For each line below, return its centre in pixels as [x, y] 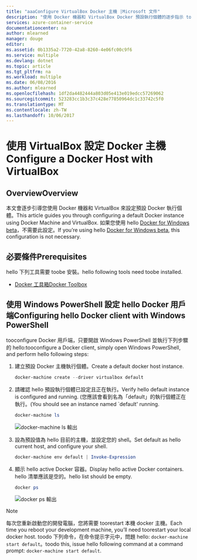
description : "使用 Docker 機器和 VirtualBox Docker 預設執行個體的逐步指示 [95, 17]
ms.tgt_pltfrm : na [28, 72]
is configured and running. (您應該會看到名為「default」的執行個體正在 [100, 397]
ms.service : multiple [33, 55]
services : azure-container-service [50, 22]
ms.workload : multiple [34, 77]
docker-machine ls [37, 415]
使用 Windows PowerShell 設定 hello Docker [87, 305]
